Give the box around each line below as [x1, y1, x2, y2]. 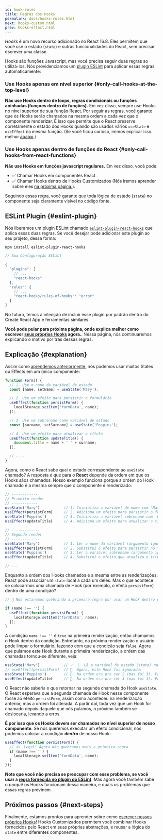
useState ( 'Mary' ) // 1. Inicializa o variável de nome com [5, 505, 149, 510]
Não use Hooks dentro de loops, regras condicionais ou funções [5, 98, 137, 103]
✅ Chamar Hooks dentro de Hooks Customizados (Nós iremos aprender [12, 178, 156, 184]
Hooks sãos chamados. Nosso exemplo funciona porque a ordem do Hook [5, 477, 154, 483]
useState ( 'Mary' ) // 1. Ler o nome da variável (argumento [5, 541, 149, 546]
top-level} [5, 87, 30, 94]
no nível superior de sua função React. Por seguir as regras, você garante [5, 108, 153, 114]
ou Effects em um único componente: [5, 369, 80, 374]
